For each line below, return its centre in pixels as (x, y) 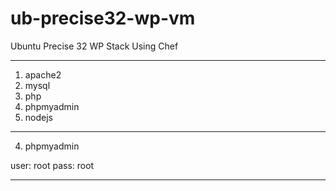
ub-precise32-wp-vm (103, 18)
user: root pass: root (52, 165)
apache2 (43, 74)
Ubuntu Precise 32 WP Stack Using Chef (94, 46)
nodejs (38, 117)
